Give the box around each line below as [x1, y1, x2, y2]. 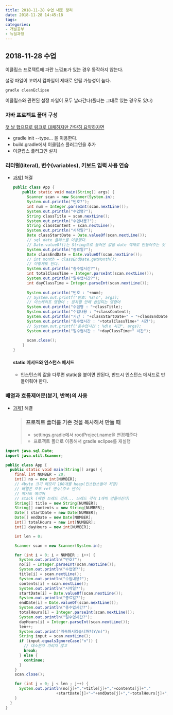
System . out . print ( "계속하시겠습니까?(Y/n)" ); [19, 629, 110, 634]
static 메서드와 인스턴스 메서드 [12, 359, 75, 365]
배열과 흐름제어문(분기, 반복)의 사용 [5, 392, 88, 399]
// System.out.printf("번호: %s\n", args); [26, 295, 119, 300]
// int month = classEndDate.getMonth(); [26, 257, 117, 262]
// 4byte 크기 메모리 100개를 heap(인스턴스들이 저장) [14, 481, 118, 487]
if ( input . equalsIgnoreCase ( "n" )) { [19, 638, 98, 643]
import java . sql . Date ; [5, 448, 54, 453]
